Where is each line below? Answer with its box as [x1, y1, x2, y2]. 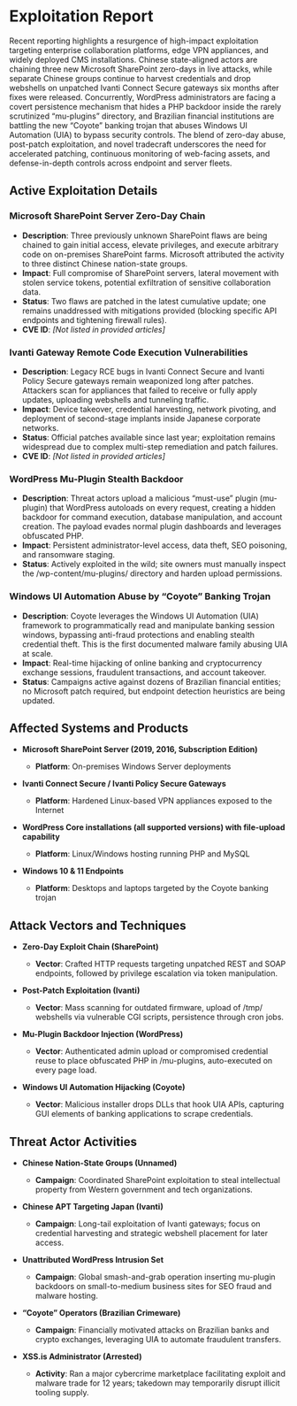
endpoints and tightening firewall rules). [21, 314, 167, 325]
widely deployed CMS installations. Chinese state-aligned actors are [9, 54, 258, 65]
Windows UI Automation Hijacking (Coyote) [21, 1082, 186, 1093]
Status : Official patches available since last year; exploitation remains [21, 432, 276, 442]
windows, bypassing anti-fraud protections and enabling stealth [21, 629, 255, 640]
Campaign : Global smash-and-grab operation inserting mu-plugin [34, 1272, 276, 1282]
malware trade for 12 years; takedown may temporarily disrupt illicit [34, 1378, 280, 1388]
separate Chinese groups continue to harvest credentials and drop [9, 73, 252, 83]
